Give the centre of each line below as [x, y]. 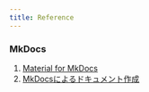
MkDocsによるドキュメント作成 [81, 79]
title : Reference [42, 17]
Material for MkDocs [60, 68]
